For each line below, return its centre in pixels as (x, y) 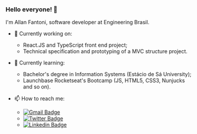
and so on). (37, 87)
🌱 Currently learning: (39, 63)
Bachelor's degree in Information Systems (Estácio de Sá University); (107, 74)
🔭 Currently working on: (43, 34)
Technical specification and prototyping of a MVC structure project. (105, 51)
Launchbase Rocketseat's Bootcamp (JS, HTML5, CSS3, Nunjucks (104, 81)
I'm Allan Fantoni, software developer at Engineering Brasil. (77, 22)
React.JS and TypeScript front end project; (75, 45)
